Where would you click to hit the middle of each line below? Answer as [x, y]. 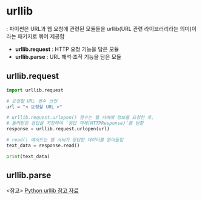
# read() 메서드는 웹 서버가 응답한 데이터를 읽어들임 [65, 140]
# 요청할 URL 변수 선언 [32, 101]
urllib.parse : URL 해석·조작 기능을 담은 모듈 [68, 56]
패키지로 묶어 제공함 [41, 36]
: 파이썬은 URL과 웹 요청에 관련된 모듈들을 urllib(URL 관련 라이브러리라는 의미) [99, 28]
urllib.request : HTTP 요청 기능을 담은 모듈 [67, 49]
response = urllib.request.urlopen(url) [58, 129]
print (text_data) [28, 156]
